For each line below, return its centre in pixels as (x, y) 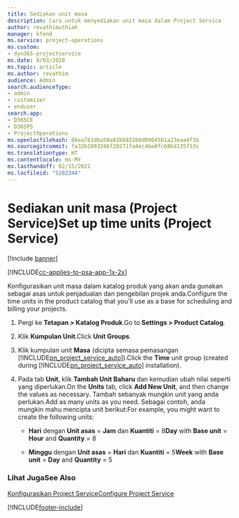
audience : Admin (31, 80)
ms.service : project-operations (55, 41)
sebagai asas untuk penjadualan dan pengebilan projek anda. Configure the (118, 294)
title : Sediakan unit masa (47, 14)
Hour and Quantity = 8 (62, 438)
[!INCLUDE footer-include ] (45, 507)
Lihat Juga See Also (42, 478)
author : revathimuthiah (43, 27)
